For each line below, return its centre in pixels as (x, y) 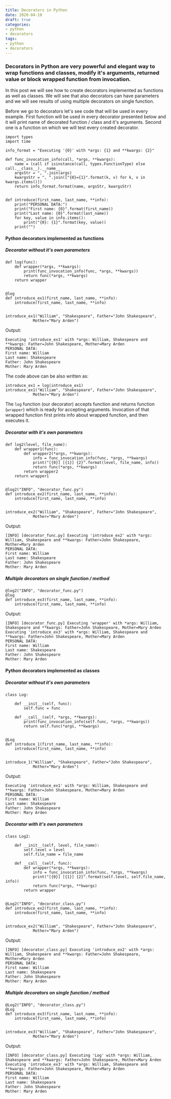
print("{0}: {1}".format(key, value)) (65, 222)
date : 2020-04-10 (24, 15)
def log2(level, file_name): (36, 445)
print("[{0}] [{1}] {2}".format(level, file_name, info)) (96, 463)
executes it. (17, 421)
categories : (18, 24)
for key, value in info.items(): (50, 218)
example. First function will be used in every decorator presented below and (86, 117)
